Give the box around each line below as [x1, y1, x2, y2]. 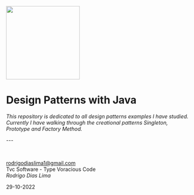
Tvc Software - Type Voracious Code [6, 166, 96, 173]
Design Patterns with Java [6, 93, 137, 107]
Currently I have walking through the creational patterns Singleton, [6, 119, 169, 126]
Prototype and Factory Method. [6, 125, 82, 132]
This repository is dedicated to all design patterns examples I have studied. [6, 113, 189, 120]
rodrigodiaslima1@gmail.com [6, 159, 76, 166]
